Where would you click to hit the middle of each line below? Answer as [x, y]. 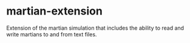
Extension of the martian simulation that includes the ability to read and [95, 28]
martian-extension [55, 11]
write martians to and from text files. [52, 34]
